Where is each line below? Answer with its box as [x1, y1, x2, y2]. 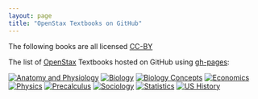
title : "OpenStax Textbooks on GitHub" [8, 19, 143, 27]
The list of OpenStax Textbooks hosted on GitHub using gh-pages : [8, 57, 230, 67]
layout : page [8, 11, 52, 20]
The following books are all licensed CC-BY [8, 41, 153, 51]
